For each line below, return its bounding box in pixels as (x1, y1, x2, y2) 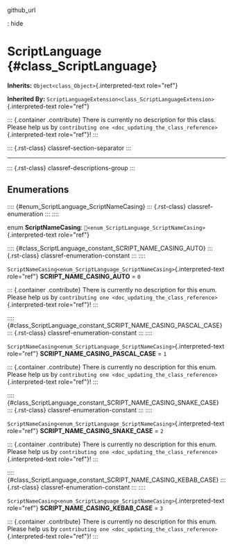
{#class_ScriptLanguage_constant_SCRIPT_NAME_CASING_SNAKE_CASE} (7, 398, 220, 407)
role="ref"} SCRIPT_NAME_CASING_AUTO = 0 (7, 272, 141, 280)
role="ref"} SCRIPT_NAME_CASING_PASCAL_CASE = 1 (7, 349, 167, 357)
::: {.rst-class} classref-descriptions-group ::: (7, 163, 135, 172)
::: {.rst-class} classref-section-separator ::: (7, 144, 132, 152)
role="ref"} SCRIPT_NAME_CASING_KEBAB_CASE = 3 (7, 503, 164, 512)
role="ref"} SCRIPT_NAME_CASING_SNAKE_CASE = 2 (7, 426, 164, 435)
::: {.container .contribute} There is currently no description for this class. (7, 115, 216, 124)
